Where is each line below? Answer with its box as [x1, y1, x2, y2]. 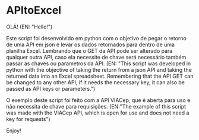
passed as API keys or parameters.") [6, 85, 96, 92]
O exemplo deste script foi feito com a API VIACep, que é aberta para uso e [6, 96, 191, 104]
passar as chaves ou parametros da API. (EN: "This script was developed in [6, 60, 191, 67]
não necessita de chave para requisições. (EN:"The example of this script [6, 103, 186, 110]
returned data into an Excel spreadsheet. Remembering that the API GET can [6, 72, 194, 79]
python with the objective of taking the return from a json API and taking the [6, 66, 192, 73]
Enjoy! [6, 127, 22, 134]
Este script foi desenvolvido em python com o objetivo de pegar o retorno [6, 34, 187, 42]
